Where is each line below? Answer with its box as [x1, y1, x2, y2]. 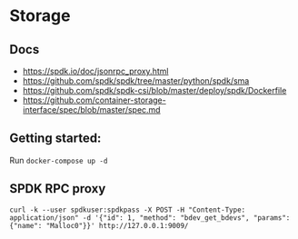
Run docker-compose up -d [9, 154, 108, 165]
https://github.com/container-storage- [22, 95, 166, 105]
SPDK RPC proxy [9, 181, 106, 196]
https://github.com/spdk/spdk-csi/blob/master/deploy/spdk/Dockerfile [22, 85, 287, 95]
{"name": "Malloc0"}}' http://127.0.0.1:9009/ [9, 221, 189, 230]
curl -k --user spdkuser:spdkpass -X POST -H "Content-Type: [9, 205, 246, 214]
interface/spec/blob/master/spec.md [22, 105, 161, 115]
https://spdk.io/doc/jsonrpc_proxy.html [22, 65, 169, 76]
